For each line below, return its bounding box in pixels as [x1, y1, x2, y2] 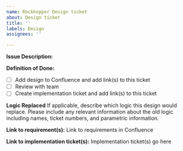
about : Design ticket [6, 14, 61, 20]
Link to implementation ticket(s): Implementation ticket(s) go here [6, 138, 172, 145]
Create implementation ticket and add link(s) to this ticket [14, 90, 157, 97]
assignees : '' [6, 31, 42, 37]
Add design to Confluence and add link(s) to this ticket [14, 76, 150, 84]
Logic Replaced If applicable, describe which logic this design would [6, 102, 178, 109]
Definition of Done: [6, 64, 55, 72]
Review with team [14, 83, 59, 90]
